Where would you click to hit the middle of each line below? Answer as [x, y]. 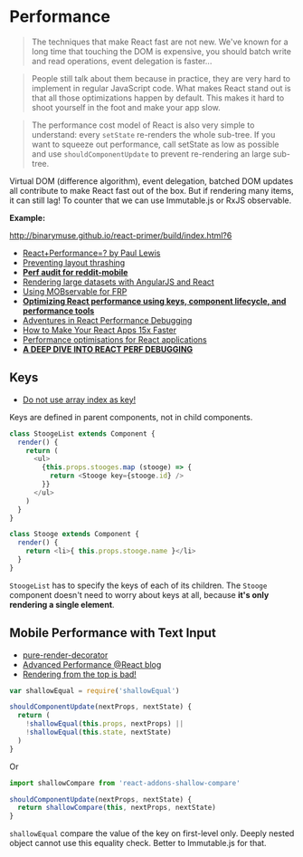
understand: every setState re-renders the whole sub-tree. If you [153, 134]
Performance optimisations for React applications [114, 339]
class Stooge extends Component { [75, 534]
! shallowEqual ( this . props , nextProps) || [104, 724]
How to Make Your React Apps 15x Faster [99, 330]
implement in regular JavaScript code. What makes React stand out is [161, 88]
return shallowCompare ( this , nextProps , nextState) [117, 808]
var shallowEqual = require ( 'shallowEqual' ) [95, 690]
